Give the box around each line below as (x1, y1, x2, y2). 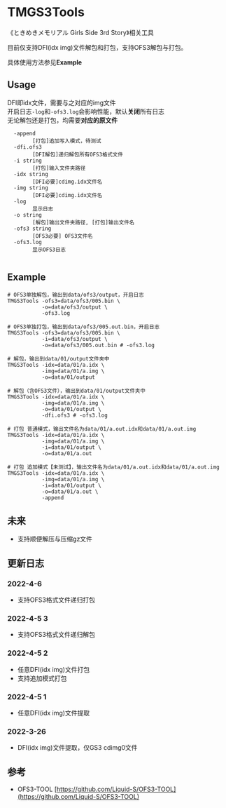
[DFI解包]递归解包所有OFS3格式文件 (32, 151, 124, 158)
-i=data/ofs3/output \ (41, 335, 108, 342)
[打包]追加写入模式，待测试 (32, 137, 101, 144)
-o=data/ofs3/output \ (41, 303, 108, 311)
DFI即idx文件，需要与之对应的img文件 (7, 98, 116, 107)
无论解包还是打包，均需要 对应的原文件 (7, 116, 118, 124)
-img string (13, 184, 49, 191)
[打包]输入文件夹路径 (32, 164, 86, 172)
